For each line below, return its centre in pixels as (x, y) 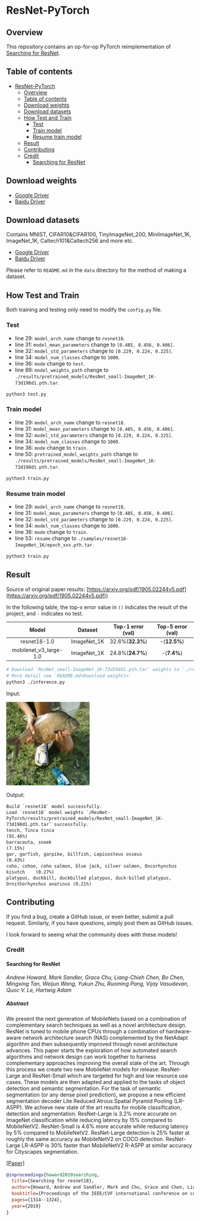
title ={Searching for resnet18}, (53, 1181)
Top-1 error (129, 627)
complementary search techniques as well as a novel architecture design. (96, 1025)
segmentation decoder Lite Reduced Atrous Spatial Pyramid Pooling (89, 1101)
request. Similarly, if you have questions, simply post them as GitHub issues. (100, 923)
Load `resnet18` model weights (45, 812)
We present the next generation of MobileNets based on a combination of (96, 1018)
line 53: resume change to (46, 538)
